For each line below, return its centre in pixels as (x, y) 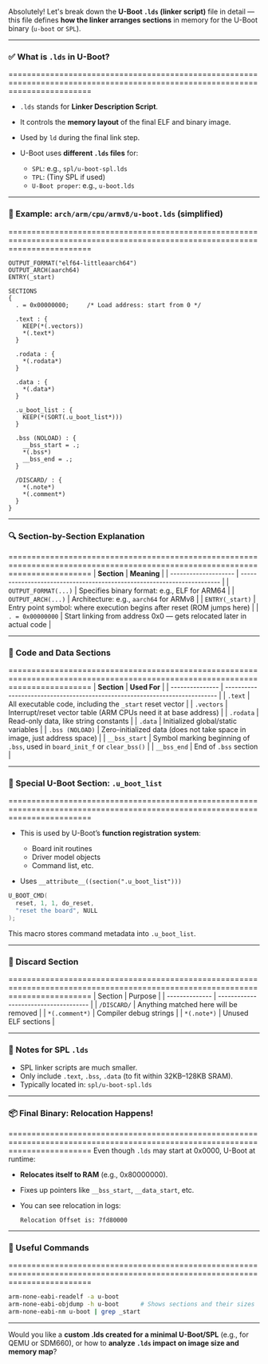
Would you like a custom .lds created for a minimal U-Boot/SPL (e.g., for (128, 1334)
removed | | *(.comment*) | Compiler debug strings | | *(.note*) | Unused (128, 1013)
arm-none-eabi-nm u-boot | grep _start (75, 1311)
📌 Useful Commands (49, 1247)
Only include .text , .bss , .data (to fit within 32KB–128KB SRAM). (126, 1076)
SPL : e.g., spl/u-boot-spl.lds (79, 169)
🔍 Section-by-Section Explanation (77, 536)
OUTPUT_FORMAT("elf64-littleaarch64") (73, 263)
